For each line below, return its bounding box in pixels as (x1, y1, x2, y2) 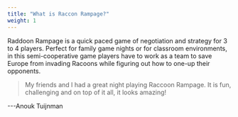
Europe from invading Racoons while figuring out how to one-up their (7, 59, 210, 67)
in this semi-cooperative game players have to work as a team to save (7, 51, 212, 60)
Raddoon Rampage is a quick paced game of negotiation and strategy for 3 (7, 36, 227, 45)
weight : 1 (7, 17, 37, 24)
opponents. (7, 67, 41, 75)
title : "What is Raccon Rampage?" (7, 10, 110, 18)
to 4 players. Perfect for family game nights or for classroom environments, (7, 44, 227, 52)
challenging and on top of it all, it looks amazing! (24, 88, 167, 96)
